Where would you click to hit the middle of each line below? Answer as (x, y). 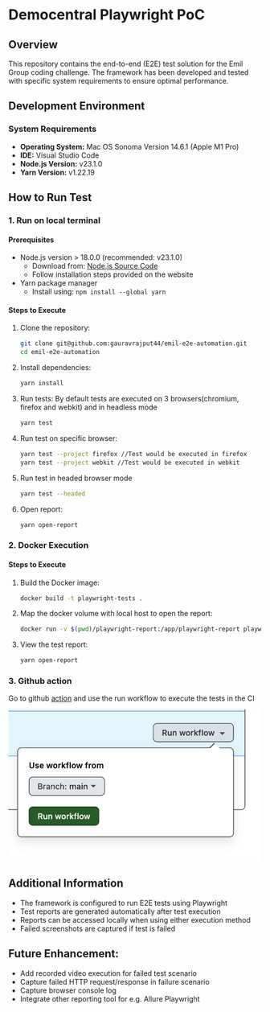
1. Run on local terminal (54, 220)
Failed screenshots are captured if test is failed (98, 928)
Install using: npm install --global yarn (99, 292)
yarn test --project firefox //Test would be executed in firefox (133, 454)
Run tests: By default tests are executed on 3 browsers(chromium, (129, 399)
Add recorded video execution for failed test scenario (108, 973)
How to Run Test (50, 197)
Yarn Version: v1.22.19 (57, 172)
